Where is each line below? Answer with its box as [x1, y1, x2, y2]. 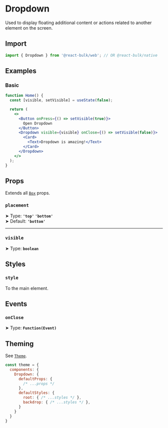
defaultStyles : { [18, 390, 55, 395]
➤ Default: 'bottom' [5, 218, 46, 224]
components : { [9, 367, 39, 372]
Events [5, 300, 27, 308]
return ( [9, 107, 28, 112]
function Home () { [5, 93, 43, 98]
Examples [5, 67, 36, 75]
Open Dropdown [23, 121, 52, 126]
